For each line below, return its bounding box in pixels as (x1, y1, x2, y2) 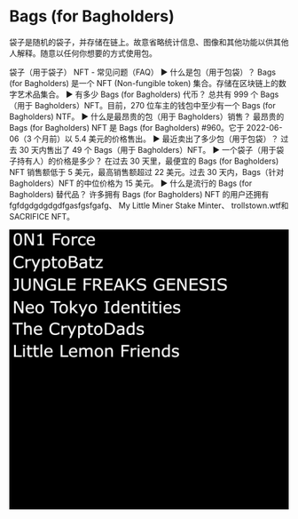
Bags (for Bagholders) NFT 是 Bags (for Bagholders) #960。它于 (9, 122, 245, 132)
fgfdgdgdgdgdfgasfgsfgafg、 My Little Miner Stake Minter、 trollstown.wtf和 (9, 200, 289, 211)
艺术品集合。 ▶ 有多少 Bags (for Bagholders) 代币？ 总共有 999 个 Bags (16, 89, 279, 100)
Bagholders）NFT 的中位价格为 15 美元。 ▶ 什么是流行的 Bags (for (9, 178, 253, 188)
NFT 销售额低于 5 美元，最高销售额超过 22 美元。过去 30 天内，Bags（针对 (9, 166, 285, 177)
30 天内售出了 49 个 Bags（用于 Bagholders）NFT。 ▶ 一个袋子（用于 (19, 144, 277, 155)
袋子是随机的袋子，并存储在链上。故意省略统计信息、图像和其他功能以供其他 (9, 36, 289, 47)
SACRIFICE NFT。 (9, 211, 75, 221)
